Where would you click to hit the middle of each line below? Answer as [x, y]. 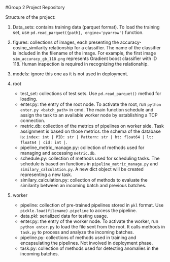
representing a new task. [46, 174]
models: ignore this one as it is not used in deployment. [70, 74]
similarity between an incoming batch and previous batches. [83, 185]
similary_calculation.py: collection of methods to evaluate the [84, 180]
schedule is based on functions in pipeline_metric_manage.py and [89, 164]
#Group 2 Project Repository [35, 7]
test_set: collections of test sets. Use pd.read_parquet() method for [91, 93]
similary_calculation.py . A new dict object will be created [82, 169]
